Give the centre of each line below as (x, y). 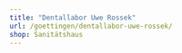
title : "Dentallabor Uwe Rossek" (73, 18)
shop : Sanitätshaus (46, 34)
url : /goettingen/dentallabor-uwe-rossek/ (91, 26)
